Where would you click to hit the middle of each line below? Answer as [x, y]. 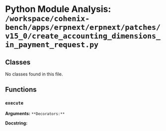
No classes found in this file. [34, 74]
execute [14, 103]
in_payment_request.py [52, 45]
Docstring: [16, 123]
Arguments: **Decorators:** [35, 113]
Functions [21, 90]
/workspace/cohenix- [48, 19]
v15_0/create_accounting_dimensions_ [83, 36]
